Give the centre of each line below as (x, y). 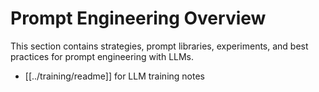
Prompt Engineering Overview (138, 18)
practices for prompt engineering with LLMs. (102, 56)
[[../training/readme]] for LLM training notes (114, 76)
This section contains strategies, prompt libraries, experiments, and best (159, 46)
